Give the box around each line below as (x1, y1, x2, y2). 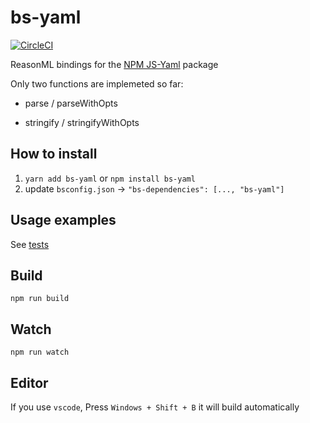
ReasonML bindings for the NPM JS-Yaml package (10, 58, 219, 70)
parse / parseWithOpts (24, 97, 118, 109)
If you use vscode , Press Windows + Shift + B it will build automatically (10, 401, 300, 413)
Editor (10, 374, 49, 391)
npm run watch (10, 347, 70, 358)
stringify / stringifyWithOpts (24, 116, 140, 128)
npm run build (10, 294, 70, 304)
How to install (10, 146, 98, 163)
